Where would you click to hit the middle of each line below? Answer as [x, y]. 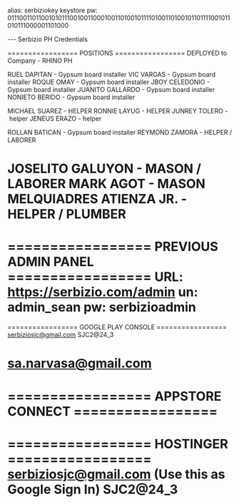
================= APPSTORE [115, 396]
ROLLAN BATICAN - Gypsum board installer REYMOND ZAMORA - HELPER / [120, 132]
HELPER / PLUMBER [67, 214]
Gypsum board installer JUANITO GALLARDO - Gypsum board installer [111, 89]
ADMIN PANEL [51, 262]
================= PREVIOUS [113, 247]
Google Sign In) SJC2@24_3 [93, 489]
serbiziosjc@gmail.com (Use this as [116, 474]
